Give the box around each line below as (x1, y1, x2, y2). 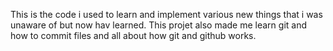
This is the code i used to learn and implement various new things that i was (10, 9, 323, 20)
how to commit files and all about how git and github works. (10, 30, 257, 41)
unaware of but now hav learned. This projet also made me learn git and (10, 19, 308, 31)
